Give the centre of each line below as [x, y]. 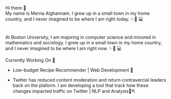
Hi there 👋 [16, 8]
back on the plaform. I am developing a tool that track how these [81, 85]
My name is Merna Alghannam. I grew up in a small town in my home [78, 13]
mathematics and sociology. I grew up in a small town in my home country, [84, 43]
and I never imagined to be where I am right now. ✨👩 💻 [64, 48]
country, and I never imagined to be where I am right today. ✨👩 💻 [74, 19]
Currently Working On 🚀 [30, 60]
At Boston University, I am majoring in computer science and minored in [81, 37]
